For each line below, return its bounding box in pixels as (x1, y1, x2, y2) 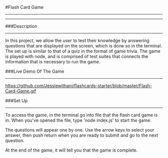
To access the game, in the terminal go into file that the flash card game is (5, 112, 158, 118)
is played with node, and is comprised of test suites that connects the (5, 53, 148, 59)
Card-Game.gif (5, 88, 36, 94)
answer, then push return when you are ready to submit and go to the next (5, 132, 158, 138)
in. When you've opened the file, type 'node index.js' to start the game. (5, 117, 151, 123)
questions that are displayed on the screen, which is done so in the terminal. (5, 43, 162, 49)
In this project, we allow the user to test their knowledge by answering (5, 37, 150, 43)
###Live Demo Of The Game (5, 68, 64, 74)
